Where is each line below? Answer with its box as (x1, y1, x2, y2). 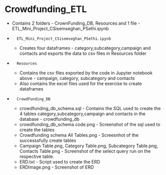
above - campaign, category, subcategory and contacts (19, 75, 135, 81)
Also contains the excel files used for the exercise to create (19, 80, 142, 86)
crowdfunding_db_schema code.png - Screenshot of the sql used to (19, 121, 160, 127)
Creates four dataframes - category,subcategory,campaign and (19, 45, 151, 51)
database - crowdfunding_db (19, 116, 80, 122)
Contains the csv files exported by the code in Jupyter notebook (19, 69, 153, 76)
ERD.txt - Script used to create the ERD (19, 158, 101, 164)
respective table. (19, 153, 55, 159)
